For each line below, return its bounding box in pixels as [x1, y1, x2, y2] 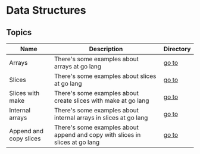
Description [89, 45, 123, 53]
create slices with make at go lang [54, 96, 149, 105]
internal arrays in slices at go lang [54, 114, 148, 122]
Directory [163, 45, 191, 53]
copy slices [9, 134, 41, 143]
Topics [6, 27, 32, 37]
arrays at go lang [54, 62, 102, 70]
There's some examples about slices [54, 72, 157, 80]
